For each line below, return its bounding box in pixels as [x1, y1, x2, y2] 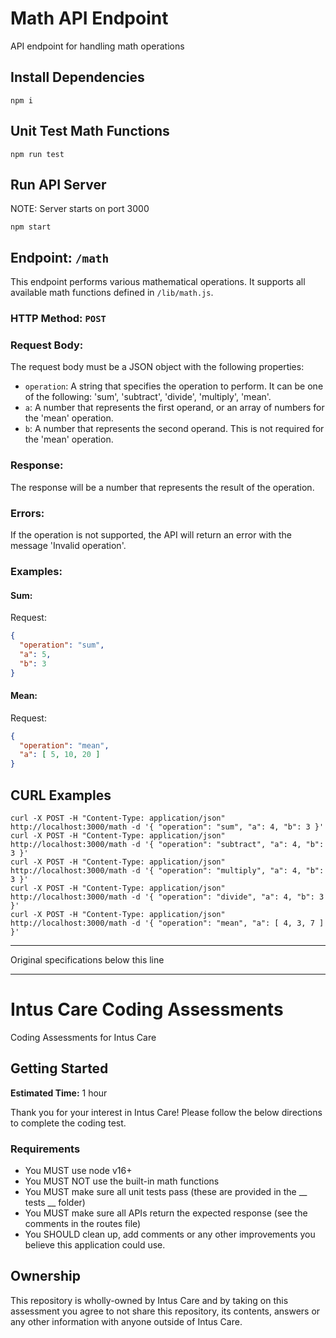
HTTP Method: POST [10, 312, 107, 326]
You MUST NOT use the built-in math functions [24, 1175, 220, 1187]
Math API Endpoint [10, 7, 169, 30]
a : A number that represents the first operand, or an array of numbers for [24, 402, 325, 414]
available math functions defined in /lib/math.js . [10, 287, 214, 299]
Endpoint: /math [10, 249, 110, 266]
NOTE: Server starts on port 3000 [10, 203, 150, 215]
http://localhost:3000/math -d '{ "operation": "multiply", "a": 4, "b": [10, 866, 325, 876]
